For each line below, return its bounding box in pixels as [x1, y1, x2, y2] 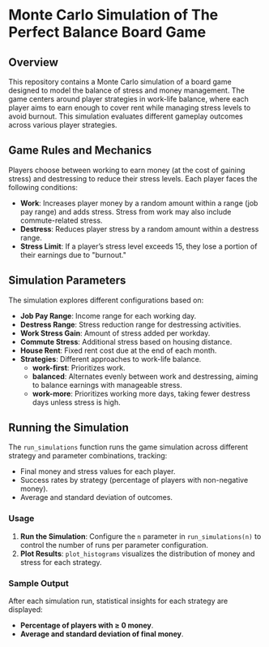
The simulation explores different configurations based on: [8, 295, 204, 305]
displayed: [8, 605, 43, 614]
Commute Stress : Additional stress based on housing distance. [19, 337, 233, 346]
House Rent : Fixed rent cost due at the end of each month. [19, 345, 217, 355]
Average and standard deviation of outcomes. [19, 493, 173, 502]
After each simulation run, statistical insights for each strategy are [8, 596, 228, 606]
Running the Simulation [8, 421, 130, 435]
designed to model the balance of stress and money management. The [8, 85, 246, 95]
